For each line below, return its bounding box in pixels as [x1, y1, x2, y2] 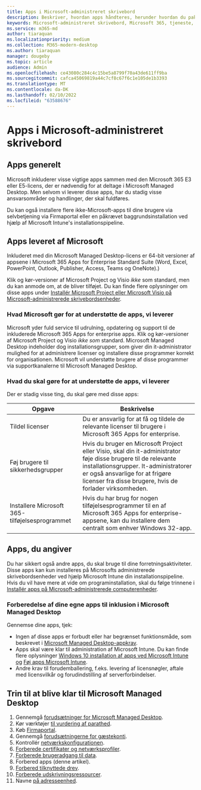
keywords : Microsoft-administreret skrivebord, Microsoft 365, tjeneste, [7, 20, 194, 26]
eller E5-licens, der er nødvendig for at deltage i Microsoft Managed [7, 182, 174, 189]
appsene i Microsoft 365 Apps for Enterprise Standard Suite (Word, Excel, [7, 258, 188, 266]
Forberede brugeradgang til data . [15, 751, 98, 759]
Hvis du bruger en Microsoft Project [82, 440, 183, 448]
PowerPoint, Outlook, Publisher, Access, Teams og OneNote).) [7, 265, 160, 272]
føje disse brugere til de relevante [82, 455, 177, 463]
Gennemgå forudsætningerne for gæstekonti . [15, 733, 128, 740]
